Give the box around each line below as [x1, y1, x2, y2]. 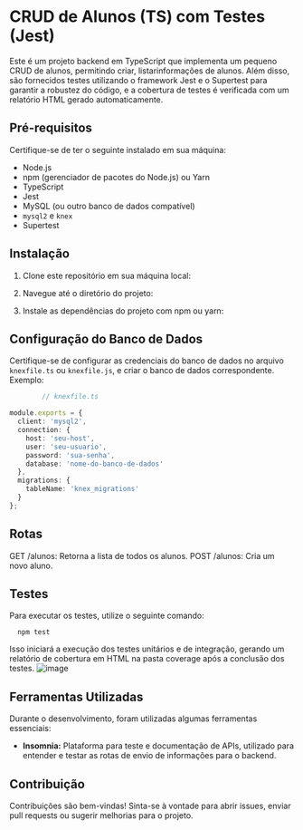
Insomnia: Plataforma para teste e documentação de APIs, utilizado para [22, 740, 295, 751]
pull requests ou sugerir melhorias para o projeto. [9, 810, 194, 821]
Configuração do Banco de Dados [9, 331, 204, 346]
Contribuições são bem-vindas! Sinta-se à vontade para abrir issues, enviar [9, 800, 291, 811]
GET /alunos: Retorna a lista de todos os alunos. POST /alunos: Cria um [9, 550, 275, 561]
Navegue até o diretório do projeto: [22, 287, 154, 298]
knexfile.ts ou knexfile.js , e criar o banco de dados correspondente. [9, 365, 275, 376]
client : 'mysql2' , [17, 417, 88, 427]
